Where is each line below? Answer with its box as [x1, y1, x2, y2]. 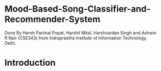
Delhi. [4, 40, 17, 46]
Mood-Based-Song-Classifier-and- [4, 3, 151, 15]
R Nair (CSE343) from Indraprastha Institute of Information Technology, [4, 35, 147, 41]
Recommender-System [4, 14, 101, 25]
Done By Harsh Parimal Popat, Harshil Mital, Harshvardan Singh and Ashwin [4, 30, 157, 35]
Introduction [4, 57, 56, 69]
